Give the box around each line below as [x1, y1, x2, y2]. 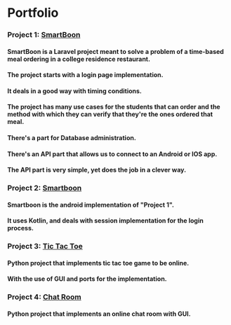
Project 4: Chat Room [7, 292, 82, 302]
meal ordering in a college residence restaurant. [7, 55, 151, 63]
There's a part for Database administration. [7, 134, 137, 142]
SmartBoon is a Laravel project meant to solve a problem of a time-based [7, 47, 225, 55]
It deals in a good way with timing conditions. [7, 86, 143, 95]
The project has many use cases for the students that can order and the [7, 103, 220, 111]
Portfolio [7, 5, 59, 21]
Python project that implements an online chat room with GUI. [7, 310, 191, 318]
